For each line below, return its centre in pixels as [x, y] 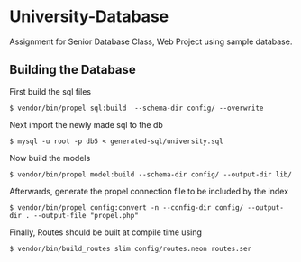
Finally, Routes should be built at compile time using [106, 232]
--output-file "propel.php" [86, 215]
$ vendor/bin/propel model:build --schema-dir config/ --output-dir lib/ [151, 174]
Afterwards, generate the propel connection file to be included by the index [149, 191]
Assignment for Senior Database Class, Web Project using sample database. [151, 41]
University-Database [89, 17]
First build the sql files [50, 91]
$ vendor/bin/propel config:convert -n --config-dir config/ [127, 208]
